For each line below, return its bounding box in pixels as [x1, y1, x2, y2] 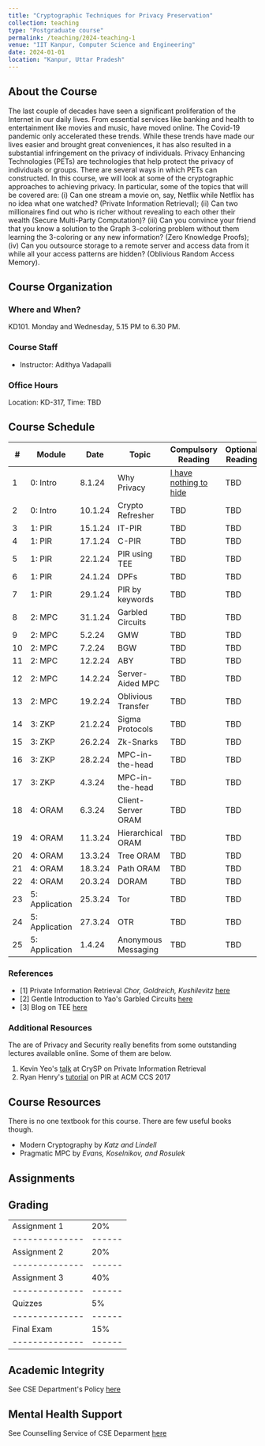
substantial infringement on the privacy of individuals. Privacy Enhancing [8, 148, 245, 158]
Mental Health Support [8, 1407, 123, 1421]
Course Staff [8, 342, 58, 353]
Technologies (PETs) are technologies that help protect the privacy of [8, 156, 234, 166]
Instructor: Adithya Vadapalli [19, 359, 112, 369]
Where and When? [8, 304, 81, 315]
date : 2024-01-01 [8, 48, 65, 56]
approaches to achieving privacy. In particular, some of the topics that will [8, 181, 248, 191]
